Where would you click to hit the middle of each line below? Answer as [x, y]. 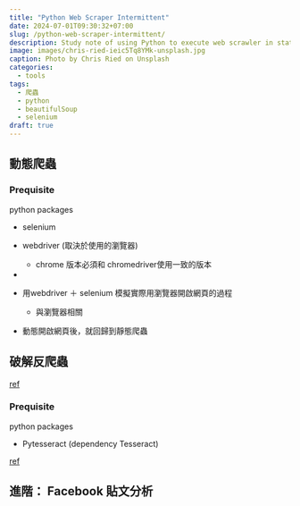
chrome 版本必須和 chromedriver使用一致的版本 [124, 264]
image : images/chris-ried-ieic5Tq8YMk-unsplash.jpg [107, 51]
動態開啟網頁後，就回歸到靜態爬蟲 [85, 331]
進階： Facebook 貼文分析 [81, 491]
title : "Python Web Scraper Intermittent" [89, 17]
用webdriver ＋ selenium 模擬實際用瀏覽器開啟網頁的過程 [127, 292]
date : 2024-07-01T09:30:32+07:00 [71, 26]
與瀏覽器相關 [59, 312]
